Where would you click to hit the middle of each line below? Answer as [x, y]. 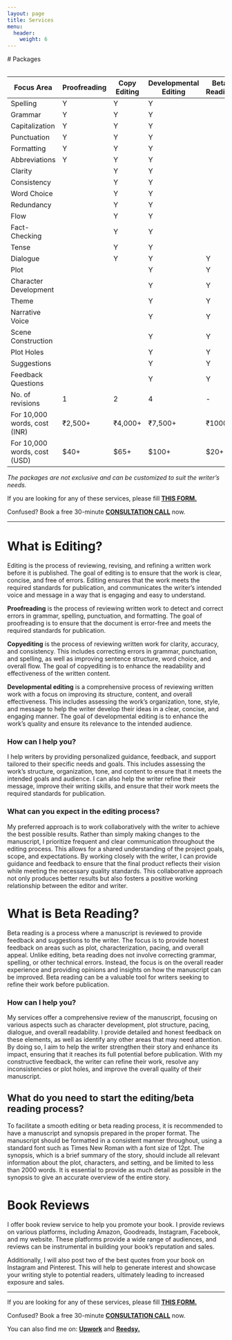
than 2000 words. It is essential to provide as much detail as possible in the [114, 1169]
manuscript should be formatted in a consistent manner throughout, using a [115, 1140]
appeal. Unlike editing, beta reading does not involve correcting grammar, [112, 955]
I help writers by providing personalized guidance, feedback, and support [112, 757]
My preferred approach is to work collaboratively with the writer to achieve [114, 826]
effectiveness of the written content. [59, 674]
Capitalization [33, 126]
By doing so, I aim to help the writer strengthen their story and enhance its [113, 1047]
